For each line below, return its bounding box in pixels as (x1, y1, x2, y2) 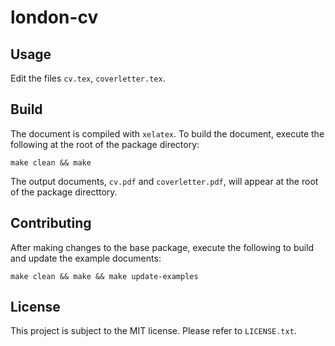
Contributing (10, 215, 92, 232)
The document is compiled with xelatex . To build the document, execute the (10, 127, 325, 140)
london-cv (10, 6, 99, 29)
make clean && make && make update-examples (10, 271, 199, 281)
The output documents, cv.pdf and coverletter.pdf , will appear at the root (10, 175, 319, 187)
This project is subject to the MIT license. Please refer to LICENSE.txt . (10, 325, 297, 337)
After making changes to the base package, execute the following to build (10, 241, 315, 253)
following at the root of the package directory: (10, 138, 200, 150)
